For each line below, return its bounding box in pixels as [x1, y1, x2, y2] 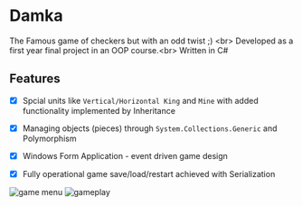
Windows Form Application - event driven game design [22, 150, 229, 161]
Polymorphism [22, 133, 77, 144]
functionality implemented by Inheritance [22, 105, 176, 116]
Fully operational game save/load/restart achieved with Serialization [22, 168, 276, 179]
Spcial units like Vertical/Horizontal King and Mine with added [22, 95, 260, 106]
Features [9, 71, 61, 87]
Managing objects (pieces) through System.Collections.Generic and [22, 123, 278, 134]
